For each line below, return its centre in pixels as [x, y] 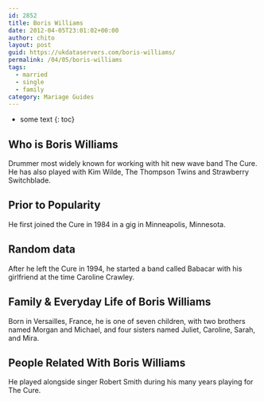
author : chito [32, 38]
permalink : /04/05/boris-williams [66, 60]
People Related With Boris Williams [97, 362]
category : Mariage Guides [51, 97]
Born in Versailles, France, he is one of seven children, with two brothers [127, 321]
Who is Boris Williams [63, 144]
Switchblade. [30, 180]
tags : [17, 67]
